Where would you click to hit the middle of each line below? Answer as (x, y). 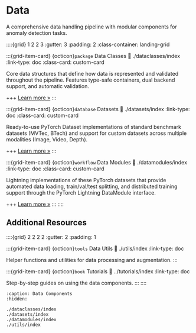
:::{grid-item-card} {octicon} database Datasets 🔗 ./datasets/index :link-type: (98, 109)
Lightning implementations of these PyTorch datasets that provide (86, 180)
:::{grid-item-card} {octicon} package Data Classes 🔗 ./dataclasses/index (93, 56)
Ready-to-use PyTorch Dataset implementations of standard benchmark (94, 127)
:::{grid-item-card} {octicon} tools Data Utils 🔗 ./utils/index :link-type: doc (95, 248)
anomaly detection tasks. (37, 33)
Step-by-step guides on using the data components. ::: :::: (76, 283)
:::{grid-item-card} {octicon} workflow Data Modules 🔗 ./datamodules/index (97, 162)
